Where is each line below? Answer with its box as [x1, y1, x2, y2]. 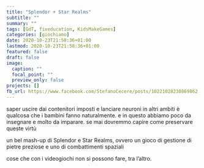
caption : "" [12, 65, 43, 72]
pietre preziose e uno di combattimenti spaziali [6, 143, 124, 150]
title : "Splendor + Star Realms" [6, 9, 92, 15]
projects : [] [6, 83, 40, 89]
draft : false [6, 54, 40, 60]
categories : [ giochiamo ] [6, 32, 70, 38]
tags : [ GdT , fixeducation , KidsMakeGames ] [6, 26, 116, 32]
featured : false [6, 49, 48, 55]
